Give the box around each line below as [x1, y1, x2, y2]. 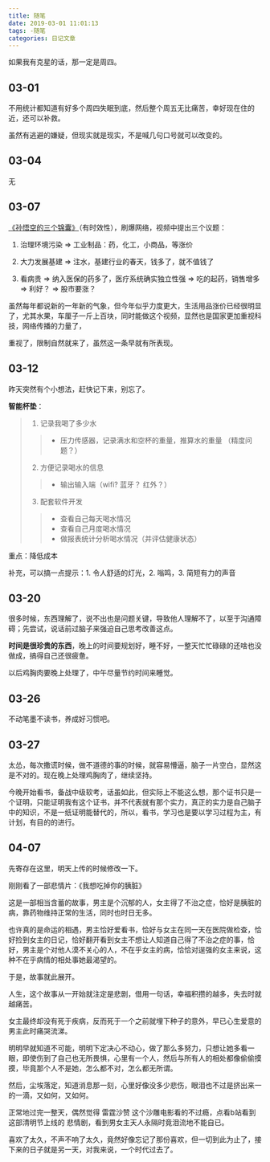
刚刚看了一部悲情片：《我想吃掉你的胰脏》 [8, 880, 146, 890]
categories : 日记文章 [8, 34, 76, 43]
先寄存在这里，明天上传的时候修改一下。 [8, 863, 142, 873]
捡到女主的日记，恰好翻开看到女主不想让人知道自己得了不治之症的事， [14, 935, 247, 944]
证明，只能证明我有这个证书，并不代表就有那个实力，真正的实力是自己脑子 [14, 797, 262, 807]
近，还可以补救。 [8, 113, 65, 123]
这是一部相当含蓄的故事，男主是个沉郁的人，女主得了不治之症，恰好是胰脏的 [8, 897, 262, 907]
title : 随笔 [8, 11, 46, 20]
